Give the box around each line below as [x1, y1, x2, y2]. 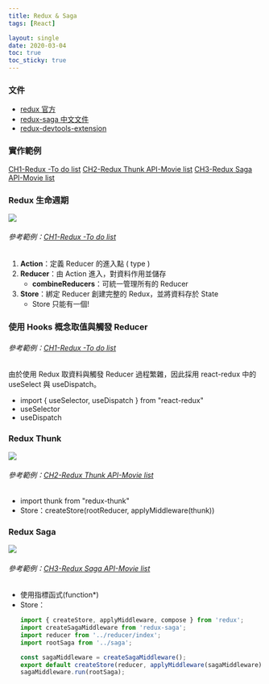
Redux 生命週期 [8, 195, 69, 206]
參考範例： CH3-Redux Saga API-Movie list [8, 563, 151, 573]
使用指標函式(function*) [19, 590, 99, 600]
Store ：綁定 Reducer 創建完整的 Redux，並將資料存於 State [19, 289, 219, 299]
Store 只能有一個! [31, 300, 90, 309]
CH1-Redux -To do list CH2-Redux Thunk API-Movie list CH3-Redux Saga [8, 164, 252, 174]
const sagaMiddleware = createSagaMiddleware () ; [19, 653, 187, 661]
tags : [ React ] [8, 19, 56, 27]
